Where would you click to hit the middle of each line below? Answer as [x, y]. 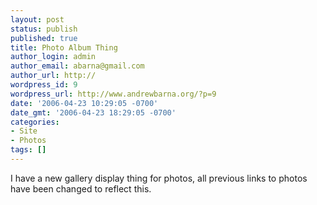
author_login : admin [53, 57]
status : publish [44, 29]
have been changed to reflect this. [81, 188]
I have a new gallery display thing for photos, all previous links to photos [159, 178]
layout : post [37, 19]
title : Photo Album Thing [64, 47]
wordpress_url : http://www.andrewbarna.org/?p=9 [113, 94]
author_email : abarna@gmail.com [77, 66]
